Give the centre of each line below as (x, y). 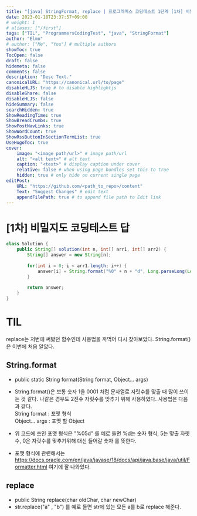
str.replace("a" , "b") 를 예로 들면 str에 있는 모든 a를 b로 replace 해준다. (98, 507)
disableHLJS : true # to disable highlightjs (61, 88)
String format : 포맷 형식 (43, 413)
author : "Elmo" (25, 39)
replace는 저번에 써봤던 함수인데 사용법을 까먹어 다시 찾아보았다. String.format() (98, 339)
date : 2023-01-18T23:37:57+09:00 (47, 17)
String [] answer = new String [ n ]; (69, 255)
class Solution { (27, 244)
